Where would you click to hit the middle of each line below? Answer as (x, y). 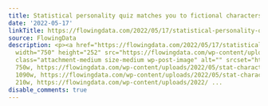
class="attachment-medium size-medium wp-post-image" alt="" (119, 61)
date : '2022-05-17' (41, 23)
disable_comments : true (48, 90)
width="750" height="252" (59, 53)
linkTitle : (26, 30)
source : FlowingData (43, 38)
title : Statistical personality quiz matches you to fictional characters (135, 16)
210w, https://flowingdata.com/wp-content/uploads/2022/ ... (119, 82)
